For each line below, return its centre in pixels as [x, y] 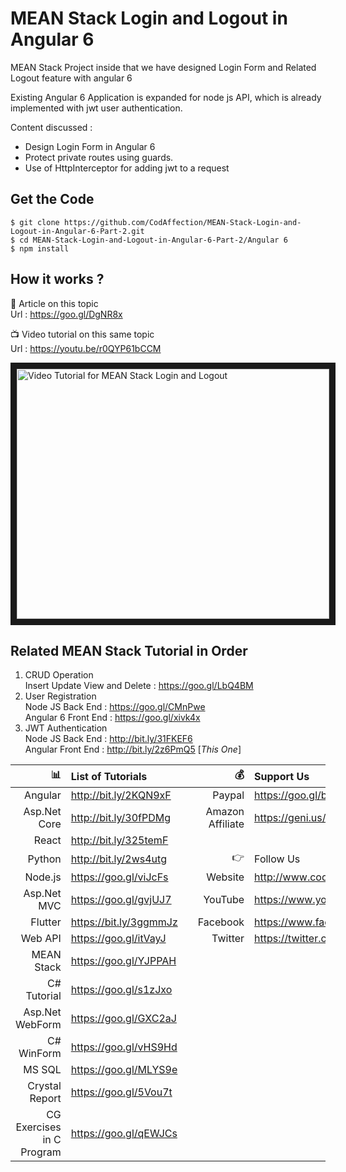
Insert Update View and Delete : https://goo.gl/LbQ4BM [139, 686]
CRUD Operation [59, 675]
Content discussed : [51, 127]
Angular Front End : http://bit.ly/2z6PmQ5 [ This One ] [133, 749]
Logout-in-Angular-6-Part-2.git [77, 231]
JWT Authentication [66, 728]
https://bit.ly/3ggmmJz [124, 922]
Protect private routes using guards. [99, 157]
